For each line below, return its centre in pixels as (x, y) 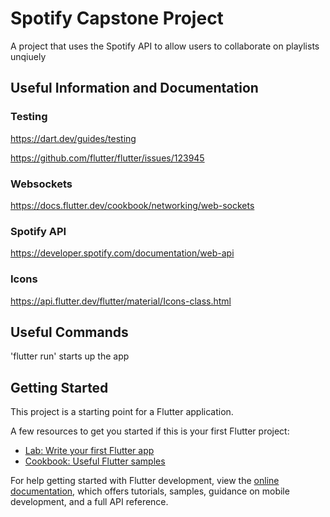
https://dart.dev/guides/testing (73, 138)
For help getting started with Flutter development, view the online (145, 481)
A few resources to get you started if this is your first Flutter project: (150, 431)
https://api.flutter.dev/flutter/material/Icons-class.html (121, 301)
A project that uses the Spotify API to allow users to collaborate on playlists (165, 46)
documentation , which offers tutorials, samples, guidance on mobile (150, 491)
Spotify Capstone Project (117, 18)
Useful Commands (69, 332)
